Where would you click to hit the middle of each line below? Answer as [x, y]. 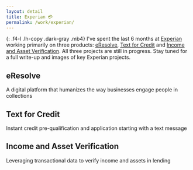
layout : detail [25, 11]
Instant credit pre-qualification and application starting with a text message [96, 128]
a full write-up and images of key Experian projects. [68, 57]
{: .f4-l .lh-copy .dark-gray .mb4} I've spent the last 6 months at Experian [94, 39]
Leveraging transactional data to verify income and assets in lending [88, 160]
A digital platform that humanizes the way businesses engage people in [92, 90]
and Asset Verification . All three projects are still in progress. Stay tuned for [97, 51]
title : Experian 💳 [30, 17]
